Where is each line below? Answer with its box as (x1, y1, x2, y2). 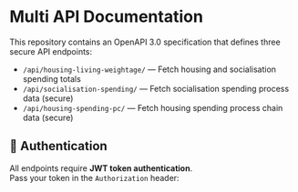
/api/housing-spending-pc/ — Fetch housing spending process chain (22, 102, 283, 113)
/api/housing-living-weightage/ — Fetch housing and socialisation (22, 64, 276, 75)
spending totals (22, 73, 82, 84)
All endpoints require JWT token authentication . (9, 162, 193, 174)
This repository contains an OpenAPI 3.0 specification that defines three (9, 36, 281, 47)
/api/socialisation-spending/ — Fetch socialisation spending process (22, 83, 290, 94)
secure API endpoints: (9, 45, 93, 56)
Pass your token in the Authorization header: (9, 172, 180, 183)
